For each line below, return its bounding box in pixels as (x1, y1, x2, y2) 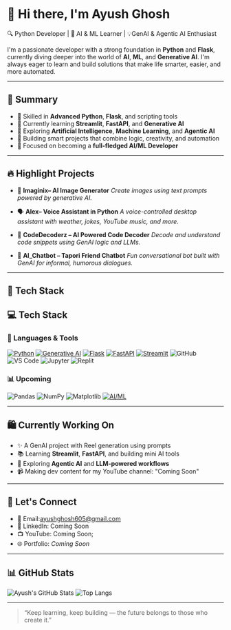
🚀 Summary (7, 94, 58, 105)
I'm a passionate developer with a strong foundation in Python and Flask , (7, 45, 215, 54)
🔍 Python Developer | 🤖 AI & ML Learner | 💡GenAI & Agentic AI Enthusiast (7, 29, 217, 37)
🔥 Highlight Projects (7, 168, 95, 180)
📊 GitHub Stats (7, 567, 74, 578)
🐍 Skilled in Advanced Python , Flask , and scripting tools (16, 112, 178, 120)
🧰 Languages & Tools (7, 334, 78, 343)
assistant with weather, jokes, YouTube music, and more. (16, 217, 179, 225)
